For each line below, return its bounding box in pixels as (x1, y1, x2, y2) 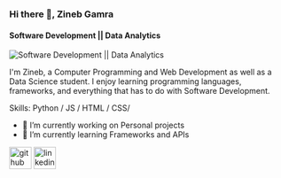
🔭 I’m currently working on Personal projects (21, 120, 184, 131)
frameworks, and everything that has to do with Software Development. (9, 86, 270, 97)
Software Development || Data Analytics (9, 30, 161, 41)
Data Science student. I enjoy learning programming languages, (9, 76, 242, 87)
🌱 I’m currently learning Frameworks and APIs (21, 129, 190, 140)
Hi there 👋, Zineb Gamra (9, 8, 113, 20)
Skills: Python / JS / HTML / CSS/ (9, 103, 130, 113)
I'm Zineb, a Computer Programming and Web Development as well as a (9, 66, 272, 78)
